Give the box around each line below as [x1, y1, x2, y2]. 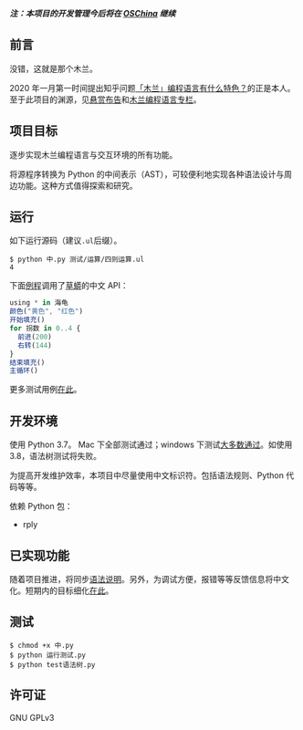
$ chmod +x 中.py [9, 641, 75, 650]
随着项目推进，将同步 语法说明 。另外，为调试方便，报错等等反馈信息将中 [9, 573, 281, 584]
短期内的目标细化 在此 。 [25, 585, 114, 596]
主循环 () [9, 366, 39, 376]
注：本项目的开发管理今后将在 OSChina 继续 [9, 8, 176, 18]
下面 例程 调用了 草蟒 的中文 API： [9, 280, 130, 291]
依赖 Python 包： [9, 501, 73, 512]
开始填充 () [9, 316, 46, 325]
